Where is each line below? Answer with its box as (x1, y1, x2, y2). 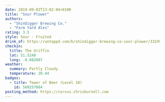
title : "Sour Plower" (5, 12, 50, 17)
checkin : (5, 44, 23, 49)
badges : (5, 76, 21, 80)
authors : (5, 16, 23, 21)
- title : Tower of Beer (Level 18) (9, 80, 82, 85)
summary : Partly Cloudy (9, 67, 58, 72)
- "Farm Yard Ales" (9, 25, 50, 30)
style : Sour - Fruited (5, 35, 52, 40)
